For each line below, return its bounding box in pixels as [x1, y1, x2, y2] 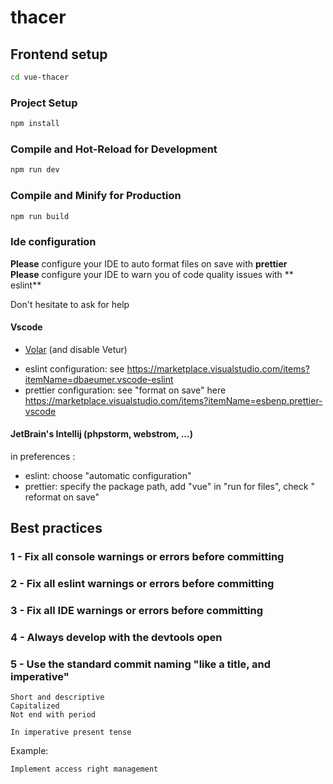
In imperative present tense [10, 727, 132, 738]
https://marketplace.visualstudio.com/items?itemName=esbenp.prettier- [24, 394, 323, 406]
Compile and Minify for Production [10, 189, 182, 203]
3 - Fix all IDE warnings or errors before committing [10, 604, 264, 618]
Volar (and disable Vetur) [24, 343, 128, 355]
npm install [10, 119, 60, 129]
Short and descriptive [10, 692, 105, 703]
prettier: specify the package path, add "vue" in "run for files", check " [24, 481, 315, 493]
